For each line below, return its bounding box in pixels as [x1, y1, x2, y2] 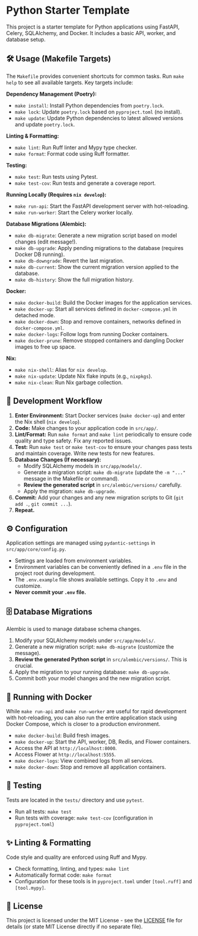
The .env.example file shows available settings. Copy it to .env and [14, 576, 177, 583]
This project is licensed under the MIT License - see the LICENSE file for [6, 917, 183, 924]
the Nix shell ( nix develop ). [14, 418, 81, 425]
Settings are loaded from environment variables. [14, 557, 133, 564]
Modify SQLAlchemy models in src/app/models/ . [23, 462, 142, 469]
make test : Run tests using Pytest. [14, 173, 98, 180]
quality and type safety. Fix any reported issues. [14, 437, 133, 444]
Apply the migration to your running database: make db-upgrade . [14, 669, 170, 676]
